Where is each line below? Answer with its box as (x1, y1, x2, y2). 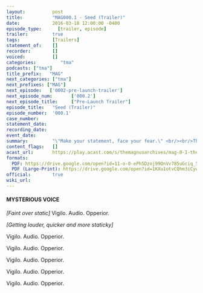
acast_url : (6, 149, 34, 155)
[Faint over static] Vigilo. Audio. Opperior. (6, 210, 110, 217)
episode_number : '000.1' (6, 110, 71, 116)
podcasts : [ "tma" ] (6, 65, 53, 71)
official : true (6, 172, 63, 178)
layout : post (6, 8, 63, 15)
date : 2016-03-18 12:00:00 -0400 (6, 20, 120, 26)
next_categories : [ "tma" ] (6, 76, 71, 82)
